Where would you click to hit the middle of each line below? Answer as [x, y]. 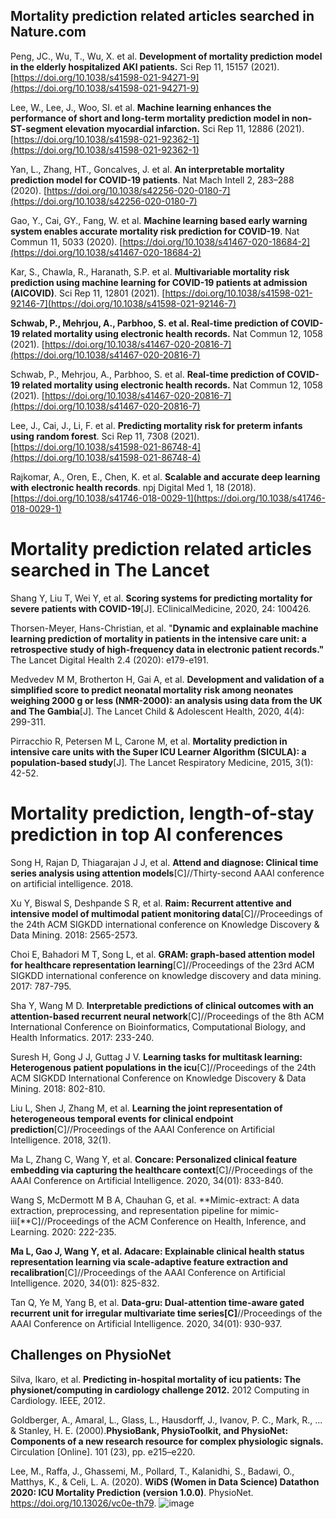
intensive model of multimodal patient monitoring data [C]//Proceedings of [166, 913]
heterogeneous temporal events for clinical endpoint [122, 1118]
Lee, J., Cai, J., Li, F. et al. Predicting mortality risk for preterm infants [156, 425]
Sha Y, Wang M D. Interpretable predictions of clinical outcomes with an [162, 1005]
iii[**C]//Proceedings [55, 1221]
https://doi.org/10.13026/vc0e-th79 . [83, 1503]
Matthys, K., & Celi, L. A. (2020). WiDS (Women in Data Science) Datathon [165, 1481]
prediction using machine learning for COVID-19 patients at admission [159, 282]
